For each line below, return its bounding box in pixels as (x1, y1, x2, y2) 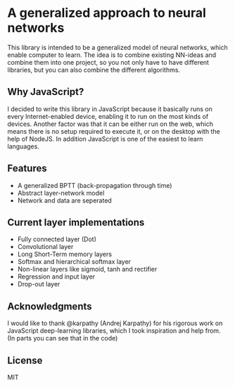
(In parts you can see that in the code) (7, 334, 118, 343)
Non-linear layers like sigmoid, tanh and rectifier (17, 265, 158, 274)
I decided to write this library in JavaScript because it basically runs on (7, 104, 212, 113)
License (7, 354, 43, 367)
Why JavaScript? (7, 86, 84, 98)
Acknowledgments (7, 300, 93, 312)
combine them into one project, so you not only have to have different (7, 58, 210, 66)
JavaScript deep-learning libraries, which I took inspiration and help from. (7, 326, 221, 335)
